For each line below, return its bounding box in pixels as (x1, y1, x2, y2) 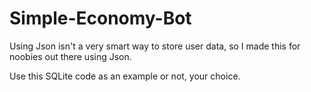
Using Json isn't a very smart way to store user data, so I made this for (9, 40, 301, 52)
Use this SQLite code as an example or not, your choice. (9, 70, 241, 82)
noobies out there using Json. (9, 50, 132, 62)
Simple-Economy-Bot (9, 7, 192, 30)
